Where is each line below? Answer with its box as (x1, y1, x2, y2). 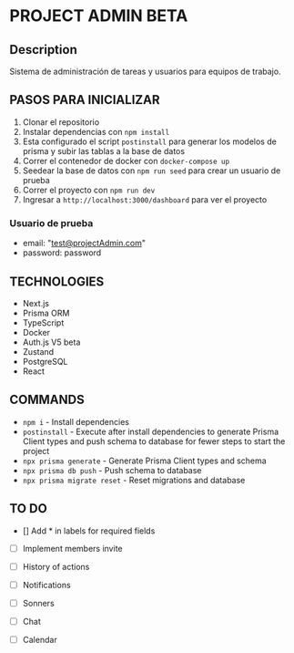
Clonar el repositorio (22, 116, 100, 128)
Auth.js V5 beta (22, 337, 81, 347)
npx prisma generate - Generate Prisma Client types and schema (22, 455, 267, 466)
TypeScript (22, 316, 65, 328)
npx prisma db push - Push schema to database (22, 464, 202, 475)
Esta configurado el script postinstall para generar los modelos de (22, 136, 278, 147)
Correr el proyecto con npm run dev (22, 184, 156, 195)
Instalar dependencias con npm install (22, 126, 170, 137)
